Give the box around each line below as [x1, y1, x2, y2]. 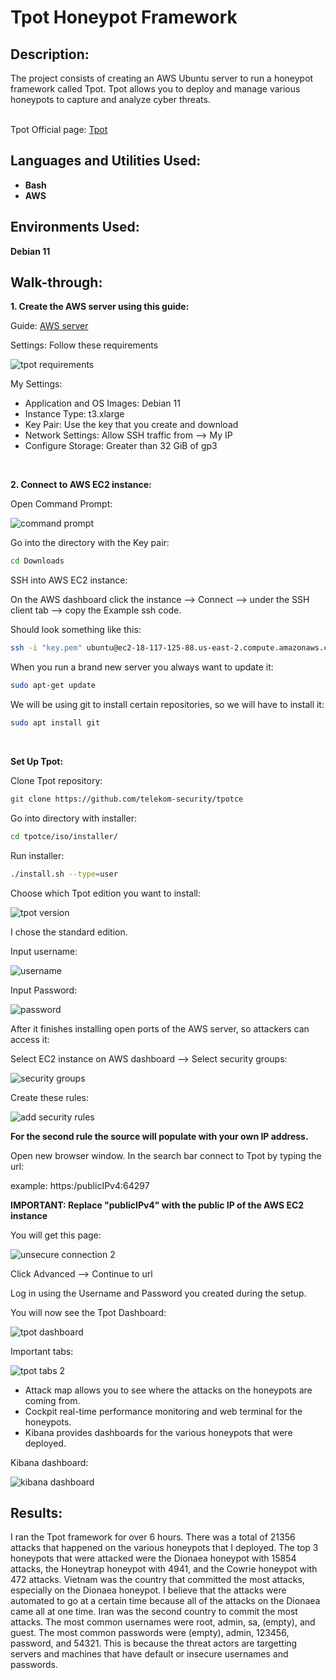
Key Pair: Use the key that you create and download [24, 419, 239, 431]
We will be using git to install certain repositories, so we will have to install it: [10, 699, 325, 711]
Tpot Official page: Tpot [10, 124, 108, 135]
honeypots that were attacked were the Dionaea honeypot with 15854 [10, 1552, 297, 1565]
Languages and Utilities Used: [10, 152, 202, 170]
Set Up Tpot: [10, 755, 64, 767]
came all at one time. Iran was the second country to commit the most [10, 1606, 298, 1618]
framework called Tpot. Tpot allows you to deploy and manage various [10, 83, 301, 95]
